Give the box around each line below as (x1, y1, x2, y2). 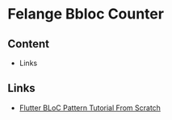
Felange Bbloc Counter (7, 5, 165, 23)
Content (7, 37, 50, 51)
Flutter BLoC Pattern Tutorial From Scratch (19, 102, 161, 113)
